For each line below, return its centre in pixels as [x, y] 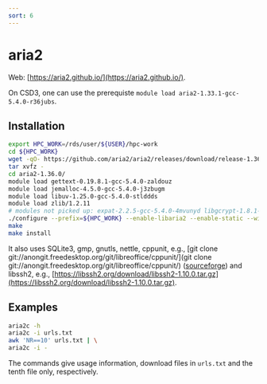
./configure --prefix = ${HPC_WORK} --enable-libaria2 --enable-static [126, 219]
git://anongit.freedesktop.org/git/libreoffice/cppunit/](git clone [110, 257]
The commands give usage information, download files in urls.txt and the [130, 363]
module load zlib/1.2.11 [49, 204]
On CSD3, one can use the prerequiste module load [92, 92]
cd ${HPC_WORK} [33, 152]
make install [30, 233]
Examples [33, 308]
